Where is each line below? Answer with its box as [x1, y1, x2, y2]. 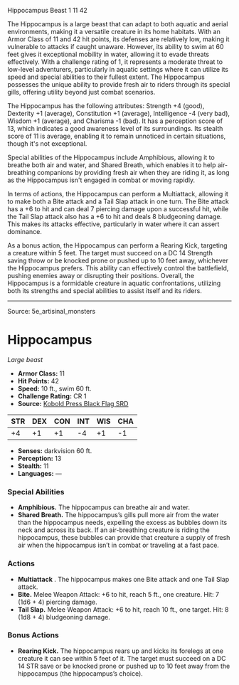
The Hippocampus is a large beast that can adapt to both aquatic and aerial [7, 20, 228, 28]
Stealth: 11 [17, 462, 49, 470]
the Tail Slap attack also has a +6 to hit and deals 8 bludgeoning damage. [7, 213, 223, 221]
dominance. [7, 228, 43, 235]
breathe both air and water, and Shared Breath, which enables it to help [7, 161, 216, 169]
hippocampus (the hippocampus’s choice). [17, 669, 144, 678]
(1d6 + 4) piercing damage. [17, 598, 97, 606]
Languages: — [17, 469, 62, 477]
